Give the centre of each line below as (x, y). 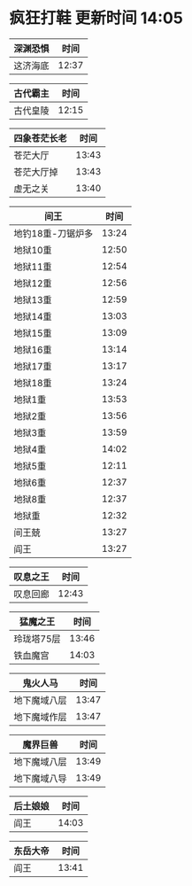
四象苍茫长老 (41, 138)
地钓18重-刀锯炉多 (54, 233)
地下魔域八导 (41, 778)
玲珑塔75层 (37, 639)
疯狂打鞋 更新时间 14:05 (96, 18)
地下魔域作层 (41, 717)
